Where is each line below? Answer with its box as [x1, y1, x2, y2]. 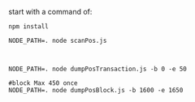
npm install [8, 23, 49, 31]
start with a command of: [8, 7, 93, 16]
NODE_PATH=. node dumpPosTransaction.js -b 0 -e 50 [8, 65, 187, 73]
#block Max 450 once [8, 79, 79, 87]
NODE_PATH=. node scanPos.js [8, 36, 107, 45]
